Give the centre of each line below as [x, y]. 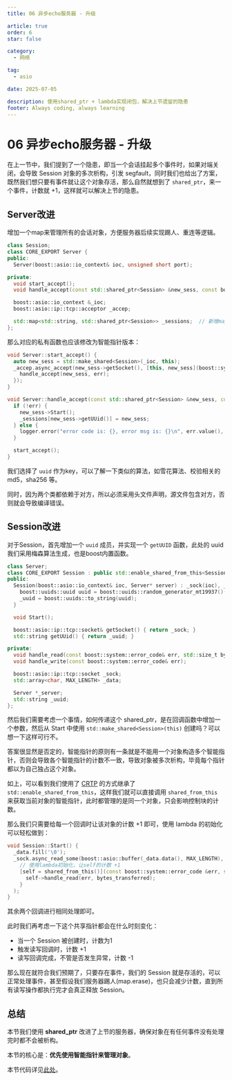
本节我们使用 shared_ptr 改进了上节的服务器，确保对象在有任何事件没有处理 [116, 1032]
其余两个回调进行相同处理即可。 [52, 912]
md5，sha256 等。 [34, 479]
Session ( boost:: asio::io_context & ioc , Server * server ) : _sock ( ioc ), [117, 586]
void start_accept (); [45, 284]
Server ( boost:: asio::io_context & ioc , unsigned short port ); [103, 264]
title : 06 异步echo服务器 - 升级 [51, 13]
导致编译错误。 [46, 503]
